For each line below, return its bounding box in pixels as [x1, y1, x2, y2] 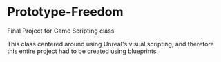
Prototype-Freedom [7, 4, 124, 20]
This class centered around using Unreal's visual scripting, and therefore [7, 40, 214, 48]
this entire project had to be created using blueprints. [7, 47, 159, 55]
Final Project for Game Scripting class [7, 27, 115, 35]
